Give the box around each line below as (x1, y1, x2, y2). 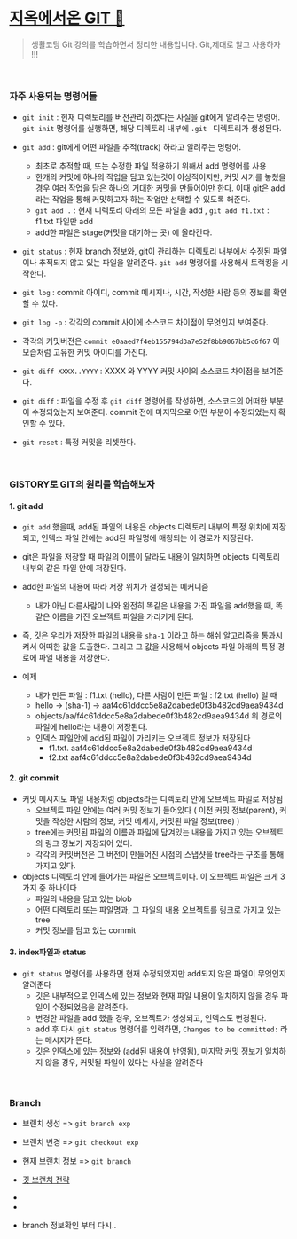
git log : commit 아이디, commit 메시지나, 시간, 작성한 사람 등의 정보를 (21, 287, 271, 298)
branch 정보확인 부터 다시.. (21, 1220, 117, 1231)
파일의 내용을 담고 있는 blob (35, 893, 133, 904)
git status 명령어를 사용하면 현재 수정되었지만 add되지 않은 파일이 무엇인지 (21, 968, 286, 978)
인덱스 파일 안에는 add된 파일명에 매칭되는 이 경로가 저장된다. (41, 533, 254, 544)
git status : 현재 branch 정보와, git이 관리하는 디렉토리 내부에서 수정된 (21, 246, 272, 257)
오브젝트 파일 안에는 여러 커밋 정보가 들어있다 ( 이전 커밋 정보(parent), (35, 804, 277, 815)
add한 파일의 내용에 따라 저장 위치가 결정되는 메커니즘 (21, 582, 209, 592)
